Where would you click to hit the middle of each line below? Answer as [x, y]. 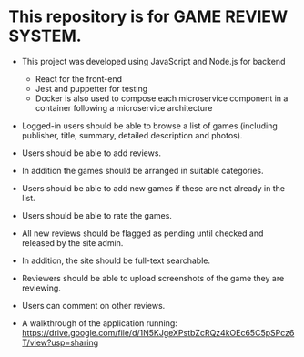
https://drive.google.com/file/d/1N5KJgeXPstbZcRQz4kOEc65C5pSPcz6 [158, 332]
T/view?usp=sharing [60, 342]
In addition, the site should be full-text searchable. [116, 260]
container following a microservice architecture [124, 107]
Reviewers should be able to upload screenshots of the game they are [153, 278]
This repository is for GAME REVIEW [148, 17]
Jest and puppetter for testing [91, 88]
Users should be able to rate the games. [96, 215]
